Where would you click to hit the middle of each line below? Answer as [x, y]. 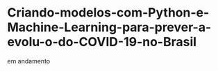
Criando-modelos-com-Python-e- [108, 13]
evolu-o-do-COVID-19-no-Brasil [102, 42]
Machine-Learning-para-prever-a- [109, 27]
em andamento [29, 61]
